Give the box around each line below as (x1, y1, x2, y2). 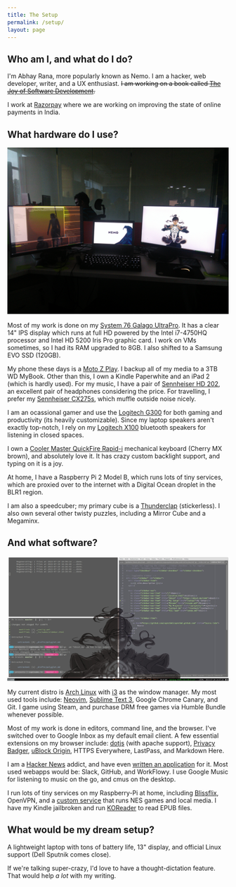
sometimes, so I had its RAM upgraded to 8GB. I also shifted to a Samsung (7, 344, 223, 352)
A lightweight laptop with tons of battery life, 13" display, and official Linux (7, 843, 221, 851)
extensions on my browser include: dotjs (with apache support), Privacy (7, 738, 216, 747)
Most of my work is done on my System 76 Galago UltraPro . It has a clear (7, 321, 220, 329)
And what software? (7, 537, 98, 549)
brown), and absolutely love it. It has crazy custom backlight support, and (7, 452, 220, 460)
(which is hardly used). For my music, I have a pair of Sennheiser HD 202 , (7, 380, 221, 387)
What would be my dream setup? (7, 824, 155, 836)
